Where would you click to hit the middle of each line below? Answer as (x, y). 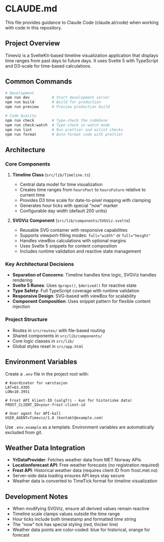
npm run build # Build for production (53, 102)
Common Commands (39, 82)
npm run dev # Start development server (58, 97)
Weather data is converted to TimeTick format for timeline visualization (85, 481)
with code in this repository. (34, 27)
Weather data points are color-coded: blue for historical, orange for (81, 530)
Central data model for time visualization (61, 184)
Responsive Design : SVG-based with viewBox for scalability (74, 296)
